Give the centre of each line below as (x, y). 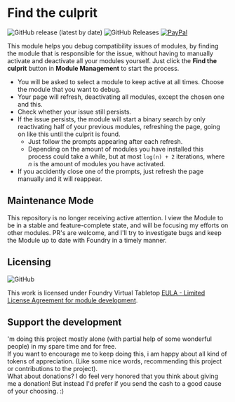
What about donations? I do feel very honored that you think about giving (113, 376)
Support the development (65, 322)
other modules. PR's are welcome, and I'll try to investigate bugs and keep (115, 232)
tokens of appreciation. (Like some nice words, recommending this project (115, 361)
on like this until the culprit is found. (69, 134)
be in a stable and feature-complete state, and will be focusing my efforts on (118, 225)
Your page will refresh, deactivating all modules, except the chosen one (121, 97)
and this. (30, 104)
